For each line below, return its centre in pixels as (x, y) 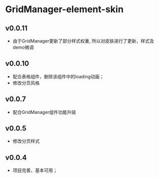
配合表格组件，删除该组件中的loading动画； (58, 76)
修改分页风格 (26, 83)
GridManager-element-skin (65, 9)
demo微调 (23, 47)
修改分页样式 (26, 141)
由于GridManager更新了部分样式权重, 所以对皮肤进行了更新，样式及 (83, 41)
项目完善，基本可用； (35, 170)
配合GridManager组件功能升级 (44, 112)
